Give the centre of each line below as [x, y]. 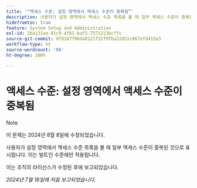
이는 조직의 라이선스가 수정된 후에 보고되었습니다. [62, 167]
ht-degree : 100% [26, 55]
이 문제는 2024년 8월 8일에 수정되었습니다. [55, 135]
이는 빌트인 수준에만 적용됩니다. [64, 155]
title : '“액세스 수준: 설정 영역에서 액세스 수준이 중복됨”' [70, 11]
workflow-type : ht [28, 45]
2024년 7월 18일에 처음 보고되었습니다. [51, 179]
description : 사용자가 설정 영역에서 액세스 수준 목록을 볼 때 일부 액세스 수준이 [92, 17]
